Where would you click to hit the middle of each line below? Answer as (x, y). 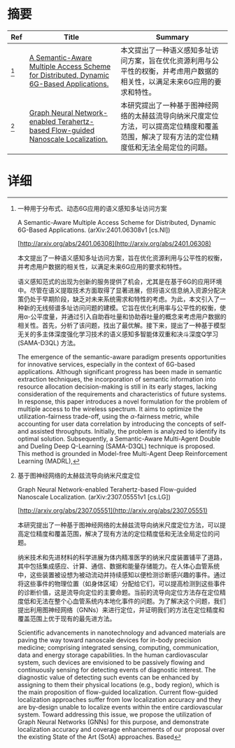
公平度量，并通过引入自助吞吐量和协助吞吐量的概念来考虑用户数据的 (128, 317)
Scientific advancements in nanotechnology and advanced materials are (121, 632)
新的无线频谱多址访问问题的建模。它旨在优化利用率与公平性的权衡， (122, 307)
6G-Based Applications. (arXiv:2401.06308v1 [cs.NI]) (94, 230)
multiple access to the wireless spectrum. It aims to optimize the (110, 409)
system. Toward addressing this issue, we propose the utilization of (114, 714)
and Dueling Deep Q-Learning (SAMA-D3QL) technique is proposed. (116, 446)
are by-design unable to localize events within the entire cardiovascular (120, 707)
